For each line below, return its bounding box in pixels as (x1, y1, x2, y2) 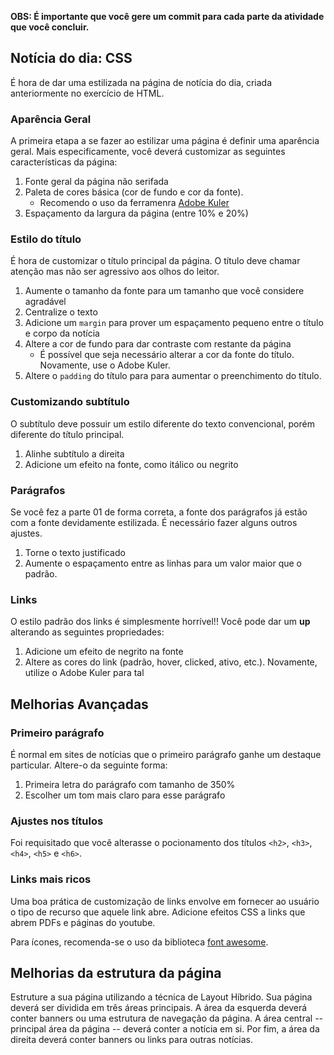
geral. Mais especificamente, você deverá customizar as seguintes (10, 146, 286, 158)
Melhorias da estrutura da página (10, 964, 222, 981)
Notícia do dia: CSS (10, 50, 133, 67)
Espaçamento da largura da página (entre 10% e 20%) (24, 207, 249, 220)
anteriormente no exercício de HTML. (10, 87, 165, 99)
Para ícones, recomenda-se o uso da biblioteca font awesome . (10, 936, 269, 948)
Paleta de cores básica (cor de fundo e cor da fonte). (24, 186, 244, 198)
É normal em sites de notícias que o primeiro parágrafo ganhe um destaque (10, 748, 322, 760)
